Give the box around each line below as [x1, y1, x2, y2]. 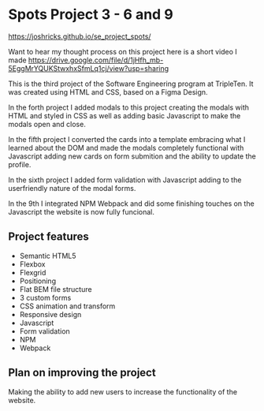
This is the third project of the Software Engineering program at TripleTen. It [8, 79, 254, 88]
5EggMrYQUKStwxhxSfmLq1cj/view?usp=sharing [8, 63, 169, 73]
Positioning [19, 276, 57, 286]
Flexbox [19, 259, 46, 269]
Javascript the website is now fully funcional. [8, 207, 155, 216]
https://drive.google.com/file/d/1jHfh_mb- [28, 55, 164, 65]
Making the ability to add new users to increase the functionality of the [8, 387, 238, 396]
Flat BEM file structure [19, 284, 92, 293]
